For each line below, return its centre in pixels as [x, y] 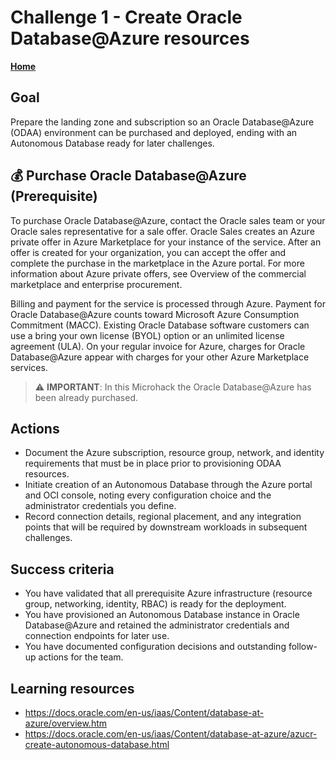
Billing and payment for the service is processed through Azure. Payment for [168, 303]
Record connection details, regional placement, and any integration [163, 517]
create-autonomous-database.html [97, 744]
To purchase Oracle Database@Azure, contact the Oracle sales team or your [168, 220]
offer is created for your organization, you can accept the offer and [148, 252]
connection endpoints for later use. [97, 636]
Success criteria [62, 569]
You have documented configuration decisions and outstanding [155, 647]
